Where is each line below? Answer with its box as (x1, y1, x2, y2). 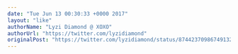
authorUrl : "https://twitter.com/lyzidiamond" (7, 29, 147, 37)
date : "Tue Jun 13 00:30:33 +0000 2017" (7, 10, 129, 18)
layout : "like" (7, 17, 52, 24)
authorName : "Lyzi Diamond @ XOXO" (7, 23, 113, 30)
